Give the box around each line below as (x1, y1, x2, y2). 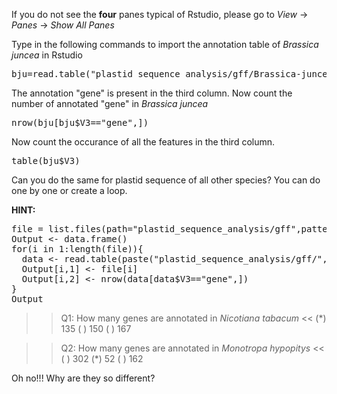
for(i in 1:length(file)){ (11, 244, 144, 254)
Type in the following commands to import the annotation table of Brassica (11, 39, 319, 50)
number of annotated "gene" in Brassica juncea (11, 98, 209, 109)
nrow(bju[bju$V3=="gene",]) (11, 117, 149, 128)
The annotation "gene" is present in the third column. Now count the (11, 87, 293, 99)
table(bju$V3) (11, 155, 81, 166)
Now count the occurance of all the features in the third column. (11, 136, 276, 148)
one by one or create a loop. (11, 185, 128, 196)
